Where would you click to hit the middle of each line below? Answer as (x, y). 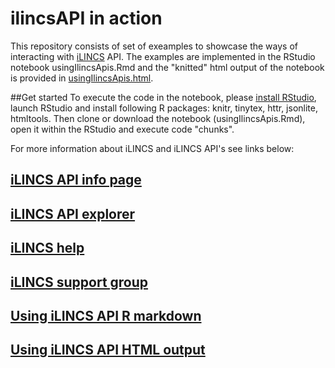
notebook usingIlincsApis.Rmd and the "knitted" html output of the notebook (167, 67)
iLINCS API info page (76, 180)
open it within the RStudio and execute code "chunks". (122, 129)
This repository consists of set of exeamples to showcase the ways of (154, 46)
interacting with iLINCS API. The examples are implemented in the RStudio (163, 56)
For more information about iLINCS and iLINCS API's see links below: (152, 148)
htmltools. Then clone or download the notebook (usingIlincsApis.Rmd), (158, 118)
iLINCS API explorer (73, 213)
